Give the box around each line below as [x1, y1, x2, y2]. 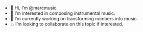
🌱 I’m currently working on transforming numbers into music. [10, 16, 138, 21]
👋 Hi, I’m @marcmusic [10, 5, 57, 11]
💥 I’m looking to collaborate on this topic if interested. [10, 21, 124, 27]
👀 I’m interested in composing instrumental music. [10, 10, 116, 16]
